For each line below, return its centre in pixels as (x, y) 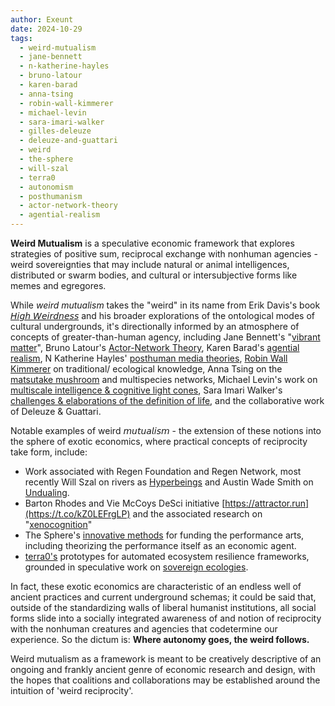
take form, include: (49, 452)
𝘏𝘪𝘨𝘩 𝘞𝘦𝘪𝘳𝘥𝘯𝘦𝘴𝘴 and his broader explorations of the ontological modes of (163, 315)
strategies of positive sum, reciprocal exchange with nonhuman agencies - (164, 254)
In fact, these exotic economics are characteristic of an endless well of (156, 586)
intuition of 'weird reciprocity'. (72, 690)
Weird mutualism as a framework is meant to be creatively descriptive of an (166, 659)
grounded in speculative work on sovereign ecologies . (136, 567)
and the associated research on (197, 514)
